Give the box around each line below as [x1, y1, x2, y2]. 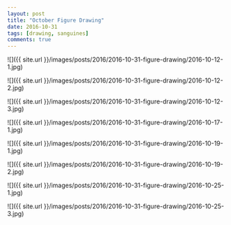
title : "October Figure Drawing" [7, 17, 105, 24]
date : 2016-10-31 [7, 23, 58, 30]
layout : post [7, 10, 45, 17]
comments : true [7, 36, 52, 43]
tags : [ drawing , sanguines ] [7, 29, 89, 37]
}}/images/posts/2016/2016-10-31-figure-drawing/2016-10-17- [43, 118, 223, 126]
